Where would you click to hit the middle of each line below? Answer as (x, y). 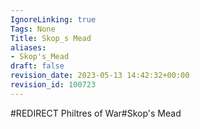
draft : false (37, 66)
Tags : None (33, 29)
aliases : (28, 47)
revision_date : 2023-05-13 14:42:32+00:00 (100, 76)
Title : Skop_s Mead (51, 38)
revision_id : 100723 (53, 85)
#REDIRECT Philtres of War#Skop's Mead (96, 113)
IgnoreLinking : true (53, 19)
